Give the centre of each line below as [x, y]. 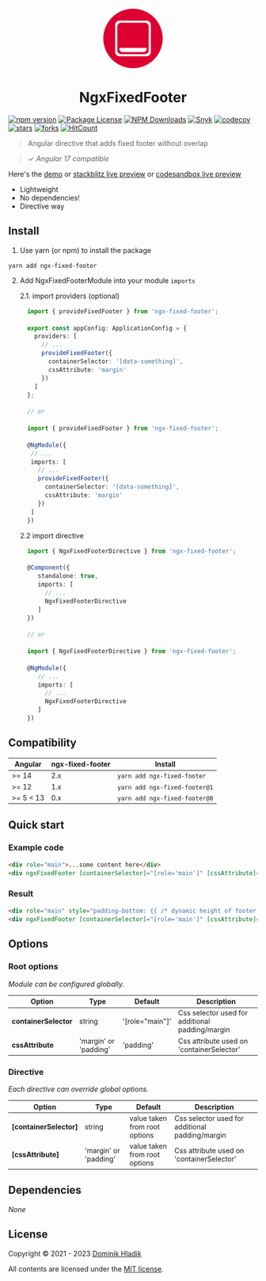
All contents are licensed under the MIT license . [86, 1268]
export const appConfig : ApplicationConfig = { [107, 328]
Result [21, 893]
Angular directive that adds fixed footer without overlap [118, 143]
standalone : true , [68, 576]
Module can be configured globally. [66, 984]
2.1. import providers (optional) [70, 296]
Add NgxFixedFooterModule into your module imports [108, 280]
